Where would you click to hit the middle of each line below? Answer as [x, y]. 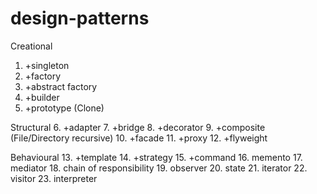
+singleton [47, 65]
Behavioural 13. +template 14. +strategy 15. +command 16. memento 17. [156, 157]
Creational [31, 46]
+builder [42, 97]
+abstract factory [61, 86]
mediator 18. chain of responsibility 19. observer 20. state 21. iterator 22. [159, 168]
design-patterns [80, 18]
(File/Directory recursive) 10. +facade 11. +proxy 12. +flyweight [139, 138]
